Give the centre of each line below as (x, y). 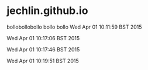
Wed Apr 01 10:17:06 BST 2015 (43, 38)
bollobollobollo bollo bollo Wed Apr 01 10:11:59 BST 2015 (74, 27)
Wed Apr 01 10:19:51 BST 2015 (43, 61)
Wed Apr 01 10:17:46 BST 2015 (43, 49)
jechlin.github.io (47, 11)
